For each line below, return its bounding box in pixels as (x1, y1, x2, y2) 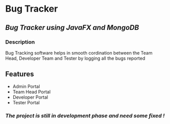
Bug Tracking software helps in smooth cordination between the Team (5, 50, 153, 56)
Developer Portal (12, 94, 48, 100)
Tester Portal (12, 99, 40, 105)
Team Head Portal (12, 89, 51, 95)
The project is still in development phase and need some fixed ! (5, 112, 165, 119)
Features (5, 70, 34, 78)
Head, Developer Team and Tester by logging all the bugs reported (5, 55, 146, 61)
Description (5, 38, 35, 46)
